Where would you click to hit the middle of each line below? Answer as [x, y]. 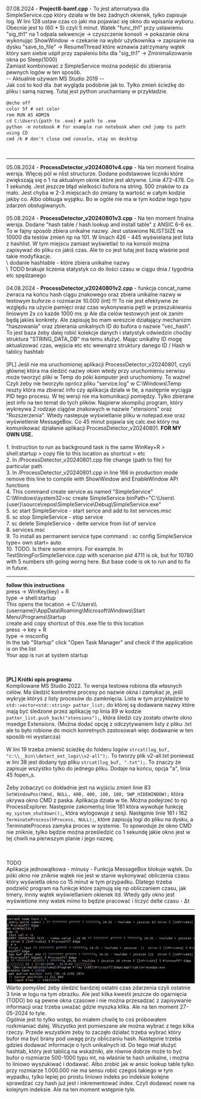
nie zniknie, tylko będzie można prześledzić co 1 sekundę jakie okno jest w [98, 832]
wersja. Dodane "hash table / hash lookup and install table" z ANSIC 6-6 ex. [100, 224]
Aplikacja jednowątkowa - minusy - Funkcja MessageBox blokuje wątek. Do [99, 869]
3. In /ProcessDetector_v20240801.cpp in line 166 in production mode [92, 473]
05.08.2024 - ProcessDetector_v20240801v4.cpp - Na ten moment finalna [100, 167]
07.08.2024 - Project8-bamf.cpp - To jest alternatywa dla [78, 9]
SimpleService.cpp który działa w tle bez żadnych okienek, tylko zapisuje [97, 15]
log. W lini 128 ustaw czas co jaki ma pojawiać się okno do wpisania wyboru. [100, 21]
